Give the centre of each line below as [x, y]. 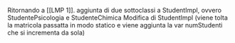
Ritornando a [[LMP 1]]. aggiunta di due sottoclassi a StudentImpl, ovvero [115, 10]
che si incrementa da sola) [46, 32]
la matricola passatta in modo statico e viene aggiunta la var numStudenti [115, 25]
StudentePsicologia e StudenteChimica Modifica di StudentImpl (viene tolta [117, 18]
